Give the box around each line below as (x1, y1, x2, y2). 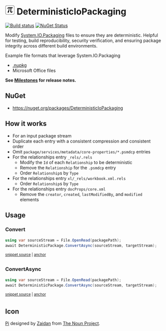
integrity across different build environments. (5, 42, 98, 48)
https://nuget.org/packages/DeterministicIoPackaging (12, 105, 123, 111)
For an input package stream (12, 132, 72, 138)
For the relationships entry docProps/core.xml (12, 185, 106, 192)
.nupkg (12, 62, 27, 68)
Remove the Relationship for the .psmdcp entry (19, 164, 116, 170)
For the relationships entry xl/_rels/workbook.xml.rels (12, 175, 126, 181)
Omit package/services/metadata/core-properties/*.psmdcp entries (12, 148, 151, 154)
